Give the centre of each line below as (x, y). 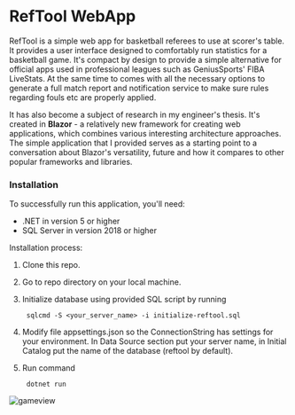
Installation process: (46, 248)
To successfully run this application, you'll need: (97, 204)
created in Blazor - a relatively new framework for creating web (125, 124)
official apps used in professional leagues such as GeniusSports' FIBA (137, 69)
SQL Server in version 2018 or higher (89, 231)
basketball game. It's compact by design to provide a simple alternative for (145, 59)
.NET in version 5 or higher (71, 221)
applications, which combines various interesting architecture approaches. (145, 133)
